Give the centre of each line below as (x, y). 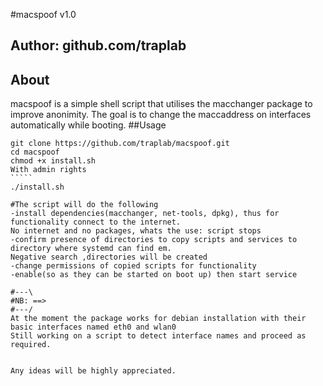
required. (31, 345)
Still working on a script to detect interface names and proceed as (158, 336)
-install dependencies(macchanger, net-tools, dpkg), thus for (145, 214)
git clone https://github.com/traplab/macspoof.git (120, 144)
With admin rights (48, 170)
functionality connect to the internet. (96, 222)
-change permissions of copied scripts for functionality (133, 266)
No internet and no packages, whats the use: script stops (136, 231)
